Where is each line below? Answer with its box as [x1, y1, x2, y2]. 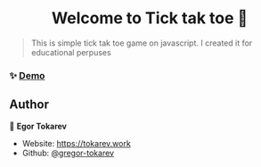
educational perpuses [30, 46, 111, 57]
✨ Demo [9, 69, 45, 81]
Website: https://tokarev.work [21, 138, 131, 148]
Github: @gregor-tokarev [21, 147, 114, 158]
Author [9, 97, 49, 113]
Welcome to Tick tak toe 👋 [51, 8, 249, 29]
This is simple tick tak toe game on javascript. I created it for [30, 38, 253, 48]
